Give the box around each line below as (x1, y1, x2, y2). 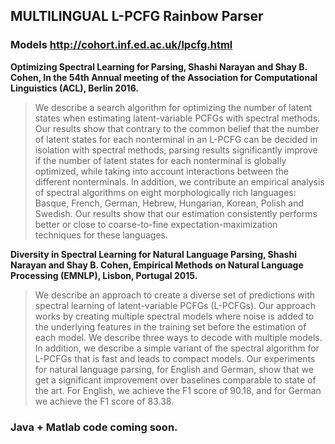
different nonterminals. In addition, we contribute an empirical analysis (34, 175, 325, 188)
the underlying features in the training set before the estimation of (34, 320, 307, 333)
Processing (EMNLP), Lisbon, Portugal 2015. (10, 269, 198, 281)
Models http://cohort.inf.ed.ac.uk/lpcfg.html (10, 38, 233, 52)
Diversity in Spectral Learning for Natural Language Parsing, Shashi (10, 248, 297, 260)
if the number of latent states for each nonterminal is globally (34, 154, 287, 166)
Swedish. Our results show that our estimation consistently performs (34, 207, 318, 219)
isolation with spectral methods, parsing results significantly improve (34, 144, 318, 156)
